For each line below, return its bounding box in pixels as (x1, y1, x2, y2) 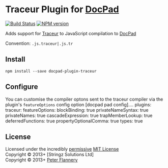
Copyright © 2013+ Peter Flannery (5, 157, 78, 163)
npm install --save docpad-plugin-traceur (5, 68, 97, 74)
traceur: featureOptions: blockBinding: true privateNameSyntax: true (5, 107, 149, 113)
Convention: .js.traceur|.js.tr (5, 40, 73, 46)
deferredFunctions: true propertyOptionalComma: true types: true (5, 117, 143, 124)
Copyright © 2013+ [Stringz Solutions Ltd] (5, 152, 94, 158)
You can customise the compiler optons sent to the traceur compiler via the (5, 96, 163, 102)
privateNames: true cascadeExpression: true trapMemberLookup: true (5, 112, 153, 118)
